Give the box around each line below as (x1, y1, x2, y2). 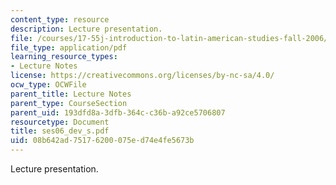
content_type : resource (10, 14, 110, 25)
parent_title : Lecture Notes (10, 89, 132, 99)
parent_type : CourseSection (10, 98, 128, 108)
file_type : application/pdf (10, 42, 128, 53)
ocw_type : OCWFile (10, 80, 87, 90)
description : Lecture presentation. (10, 24, 163, 34)
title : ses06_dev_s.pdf (10, 126, 110, 136)
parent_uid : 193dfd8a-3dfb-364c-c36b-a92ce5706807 (10, 107, 226, 118)
